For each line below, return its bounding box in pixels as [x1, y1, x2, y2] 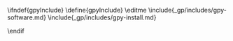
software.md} [7, 13, 47, 22]
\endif [7, 27, 24, 35]
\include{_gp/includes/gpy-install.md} [48, 13, 157, 22]
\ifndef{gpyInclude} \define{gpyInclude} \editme [7, 6, 147, 14]
